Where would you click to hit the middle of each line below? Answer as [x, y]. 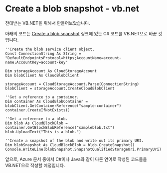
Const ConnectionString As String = [43, 53]
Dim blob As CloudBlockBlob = [37, 123]
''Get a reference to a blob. [37, 119]
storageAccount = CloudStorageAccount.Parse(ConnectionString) [72, 84]
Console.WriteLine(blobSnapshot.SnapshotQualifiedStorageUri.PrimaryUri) [83, 149]
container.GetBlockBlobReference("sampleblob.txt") [60, 127]
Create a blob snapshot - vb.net [72, 9]
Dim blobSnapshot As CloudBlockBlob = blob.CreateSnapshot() [70, 145]
